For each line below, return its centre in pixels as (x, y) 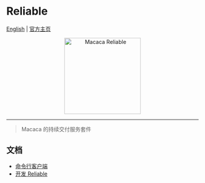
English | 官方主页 (29, 29)
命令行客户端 (31, 166)
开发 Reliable (31, 174)
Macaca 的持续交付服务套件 (56, 129)
